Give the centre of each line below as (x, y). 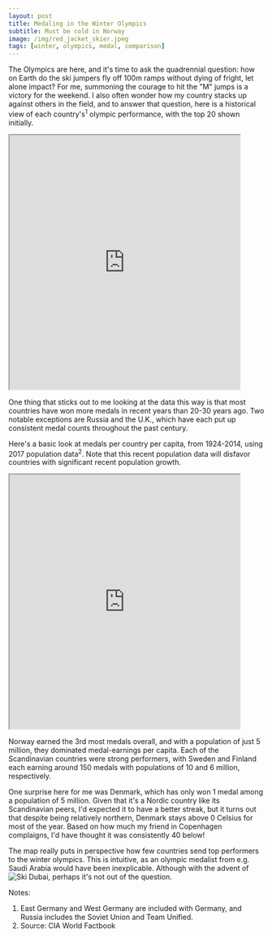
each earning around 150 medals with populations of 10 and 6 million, (124, 768)
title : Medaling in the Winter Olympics (78, 24)
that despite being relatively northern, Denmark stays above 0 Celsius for (131, 818)
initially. (21, 122)
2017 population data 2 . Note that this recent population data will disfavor (130, 453)
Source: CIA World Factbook (68, 926)
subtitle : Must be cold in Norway (67, 31)
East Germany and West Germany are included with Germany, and (131, 909)
